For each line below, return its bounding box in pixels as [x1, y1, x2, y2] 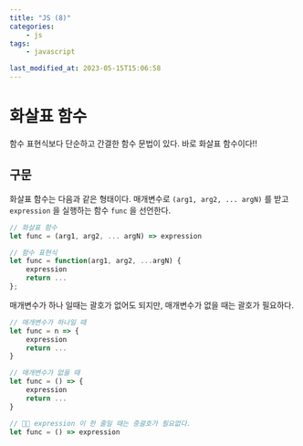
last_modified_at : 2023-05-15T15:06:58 [9, 64, 162, 73]
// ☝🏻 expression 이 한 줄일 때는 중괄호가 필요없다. [9, 419, 192, 428]
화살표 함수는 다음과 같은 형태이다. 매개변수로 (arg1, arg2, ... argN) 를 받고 [9, 193, 289, 204]
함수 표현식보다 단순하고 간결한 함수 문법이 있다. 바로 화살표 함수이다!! [9, 138, 257, 149]
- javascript [26, 48, 76, 57]
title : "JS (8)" [9, 13, 71, 23]
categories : [9, 22, 55, 31]
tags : [9, 38, 30, 48]
